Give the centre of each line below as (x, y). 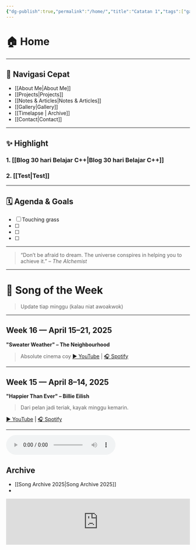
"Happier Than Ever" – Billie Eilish (48, 396)
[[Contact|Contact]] (38, 119)
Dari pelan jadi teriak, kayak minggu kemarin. (74, 408)
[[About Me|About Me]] (43, 88)
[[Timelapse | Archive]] (42, 113)
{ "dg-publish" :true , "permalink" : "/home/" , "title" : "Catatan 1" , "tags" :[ (95, 11)
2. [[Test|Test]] (28, 176)
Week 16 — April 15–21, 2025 (59, 330)
